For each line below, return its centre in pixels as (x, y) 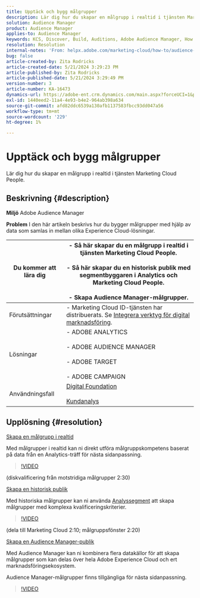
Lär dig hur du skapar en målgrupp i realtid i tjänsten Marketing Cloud (91, 174)
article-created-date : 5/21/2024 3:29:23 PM (62, 67)
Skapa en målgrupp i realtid (40, 436)
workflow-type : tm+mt (33, 111)
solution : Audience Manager (41, 23)
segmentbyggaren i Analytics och (129, 275)
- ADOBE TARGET (92, 362)
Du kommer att (35, 267)
